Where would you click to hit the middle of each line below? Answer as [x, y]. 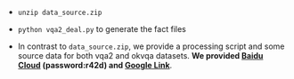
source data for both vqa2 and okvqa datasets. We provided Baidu [140, 55]
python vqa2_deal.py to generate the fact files [102, 29]
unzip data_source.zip [60, 12]
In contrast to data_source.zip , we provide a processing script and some [151, 46]
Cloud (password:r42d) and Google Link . [95, 65]
